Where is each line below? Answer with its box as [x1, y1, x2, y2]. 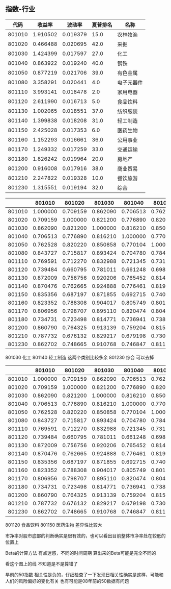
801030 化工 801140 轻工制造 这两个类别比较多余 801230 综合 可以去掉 [5, 354, 154, 360]
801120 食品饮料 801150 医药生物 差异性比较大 [5, 522, 103, 528]
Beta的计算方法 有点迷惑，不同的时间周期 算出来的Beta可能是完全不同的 [5, 550, 156, 556]
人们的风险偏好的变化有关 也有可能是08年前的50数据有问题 [5, 578, 129, 584]
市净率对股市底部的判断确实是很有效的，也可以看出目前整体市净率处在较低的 [5, 532, 166, 538]
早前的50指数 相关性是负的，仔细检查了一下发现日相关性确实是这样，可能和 [5, 571, 164, 578]
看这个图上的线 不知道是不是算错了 [5, 560, 78, 567]
